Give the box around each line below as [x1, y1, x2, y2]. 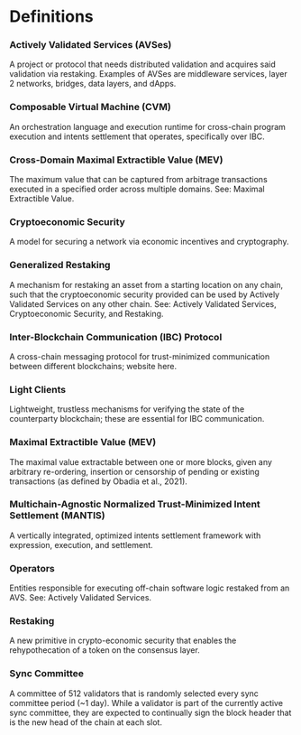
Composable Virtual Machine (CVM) [9, 101, 171, 114]
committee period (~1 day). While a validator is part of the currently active [9, 697, 284, 708]
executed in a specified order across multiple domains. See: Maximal [9, 183, 265, 195]
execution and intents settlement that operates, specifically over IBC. [9, 131, 266, 142]
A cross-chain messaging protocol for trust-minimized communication [9, 350, 270, 362]
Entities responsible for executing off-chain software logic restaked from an [9, 582, 290, 593]
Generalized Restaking [9, 259, 111, 272]
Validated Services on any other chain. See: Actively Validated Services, [9, 298, 277, 309]
